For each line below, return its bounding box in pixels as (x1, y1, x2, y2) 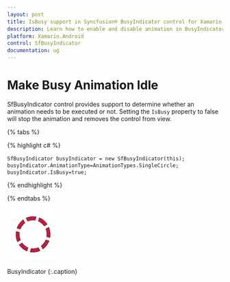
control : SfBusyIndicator (7, 40, 81, 47)
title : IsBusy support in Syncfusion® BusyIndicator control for (7, 18, 197, 25)
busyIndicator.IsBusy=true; (7, 168, 88, 176)
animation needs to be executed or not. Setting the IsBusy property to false (7, 107, 219, 116)
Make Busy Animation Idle (7, 77, 159, 93)
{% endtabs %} (7, 194, 51, 202)
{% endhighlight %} (7, 181, 63, 189)
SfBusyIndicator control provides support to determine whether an (7, 100, 195, 108)
